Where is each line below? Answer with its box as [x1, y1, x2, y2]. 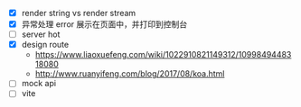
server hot [21, 29, 61, 40]
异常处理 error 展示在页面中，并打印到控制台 [21, 19, 188, 30]
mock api [21, 78, 56, 89]
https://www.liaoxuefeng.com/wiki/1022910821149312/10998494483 [34, 49, 292, 60]
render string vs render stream [21, 8, 136, 18]
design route [21, 40, 70, 50]
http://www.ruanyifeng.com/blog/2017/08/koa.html [34, 68, 225, 79]
